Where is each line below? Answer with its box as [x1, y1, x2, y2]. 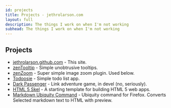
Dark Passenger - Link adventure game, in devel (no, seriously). [12, 80, 147, 87]
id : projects [5, 7, 33, 13]
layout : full [5, 17, 33, 22]
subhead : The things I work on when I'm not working [5, 27, 120, 32]
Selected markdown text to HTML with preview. [12, 97, 113, 103]
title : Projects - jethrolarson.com [5, 12, 83, 17]
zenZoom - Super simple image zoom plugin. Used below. [12, 70, 135, 76]
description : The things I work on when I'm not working [5, 21, 129, 27]
